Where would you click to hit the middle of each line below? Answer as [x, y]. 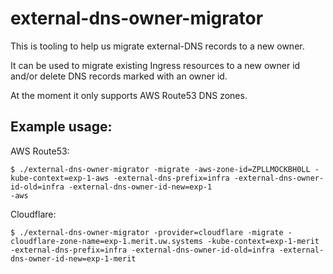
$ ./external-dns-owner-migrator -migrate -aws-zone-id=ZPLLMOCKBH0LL [160, 169]
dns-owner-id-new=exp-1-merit [73, 258]
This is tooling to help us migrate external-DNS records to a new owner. [157, 46]
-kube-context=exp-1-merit [263, 241]
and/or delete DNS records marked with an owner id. [119, 76]
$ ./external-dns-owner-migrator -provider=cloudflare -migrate [147, 232]
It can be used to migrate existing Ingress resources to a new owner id [155, 65]
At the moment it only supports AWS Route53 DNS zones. [129, 95]
